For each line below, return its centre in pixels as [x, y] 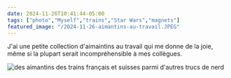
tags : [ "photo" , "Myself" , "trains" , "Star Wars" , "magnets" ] [93, 20]
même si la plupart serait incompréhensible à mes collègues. [95, 54]
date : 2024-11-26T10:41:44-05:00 [56, 14]
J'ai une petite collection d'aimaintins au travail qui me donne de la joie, [110, 47]
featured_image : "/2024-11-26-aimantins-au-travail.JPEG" [93, 26]
